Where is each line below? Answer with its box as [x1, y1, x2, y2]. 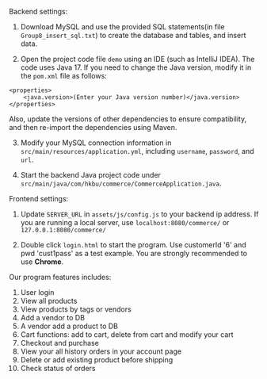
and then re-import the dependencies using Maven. [9, 123, 177, 132]
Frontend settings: [9, 194, 69, 203]
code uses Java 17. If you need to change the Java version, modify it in [20, 63, 252, 72]
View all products [20, 297, 78, 305]
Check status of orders [20, 364, 96, 373]
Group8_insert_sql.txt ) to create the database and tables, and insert [20, 31, 246, 40]
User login [20, 288, 55, 297]
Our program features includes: [9, 273, 112, 281]
